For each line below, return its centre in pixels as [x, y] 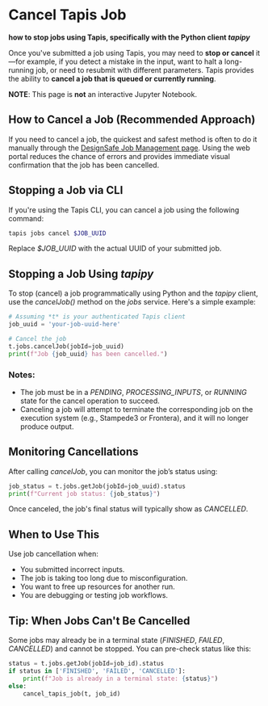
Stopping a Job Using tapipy [81, 273]
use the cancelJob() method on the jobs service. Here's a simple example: [132, 302]
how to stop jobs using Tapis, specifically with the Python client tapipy [129, 37]
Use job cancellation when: [54, 554]
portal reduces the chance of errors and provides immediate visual [119, 156]
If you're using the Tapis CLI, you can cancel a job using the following [124, 210]
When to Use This [54, 534]
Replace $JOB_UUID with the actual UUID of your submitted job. [115, 249]
